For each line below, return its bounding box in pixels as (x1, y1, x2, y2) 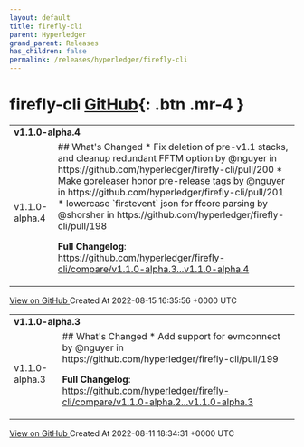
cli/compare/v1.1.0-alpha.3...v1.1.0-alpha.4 (57, 262, 250, 275)
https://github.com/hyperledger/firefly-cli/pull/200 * (57, 163, 283, 176)
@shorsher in (57, 208, 115, 221)
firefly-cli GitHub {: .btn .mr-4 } (9, 94, 244, 115)
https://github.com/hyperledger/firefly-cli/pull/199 (62, 352, 279, 365)
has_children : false (9, 47, 88, 56)
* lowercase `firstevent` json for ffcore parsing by (57, 196, 269, 209)
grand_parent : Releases (9, 38, 100, 48)
